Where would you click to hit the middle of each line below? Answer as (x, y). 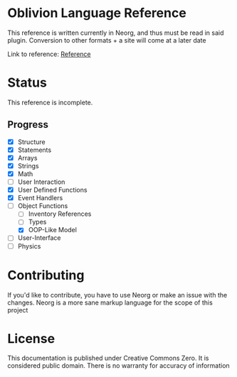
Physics (29, 246)
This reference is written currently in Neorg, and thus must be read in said (116, 33)
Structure (31, 142)
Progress (28, 125)
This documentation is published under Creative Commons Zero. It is (108, 358)
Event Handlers (40, 198)
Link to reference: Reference (49, 54)
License (31, 338)
